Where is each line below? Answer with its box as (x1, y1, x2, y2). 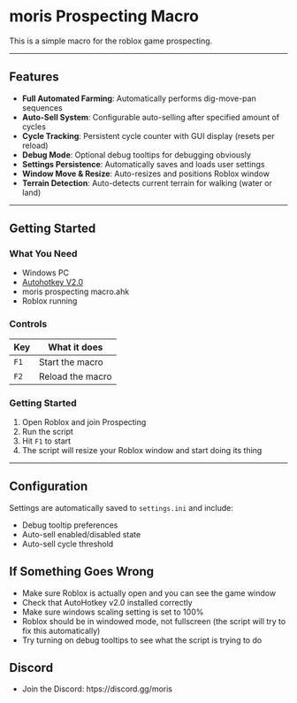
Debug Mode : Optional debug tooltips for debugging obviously (21, 149, 252, 160)
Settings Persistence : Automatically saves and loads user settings (21, 158, 265, 169)
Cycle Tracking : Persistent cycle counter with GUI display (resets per (21, 130, 276, 141)
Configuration (9, 479, 88, 494)
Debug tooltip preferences (21, 520, 118, 530)
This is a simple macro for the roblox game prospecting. (9, 35, 213, 46)
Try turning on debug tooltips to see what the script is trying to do (21, 635, 263, 645)
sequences (21, 102, 64, 112)
